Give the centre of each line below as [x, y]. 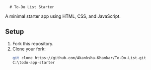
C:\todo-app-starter [34, 62]
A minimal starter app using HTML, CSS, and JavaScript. [63, 16]
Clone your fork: [29, 49]
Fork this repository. [33, 43]
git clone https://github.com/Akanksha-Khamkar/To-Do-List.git [79, 58]
